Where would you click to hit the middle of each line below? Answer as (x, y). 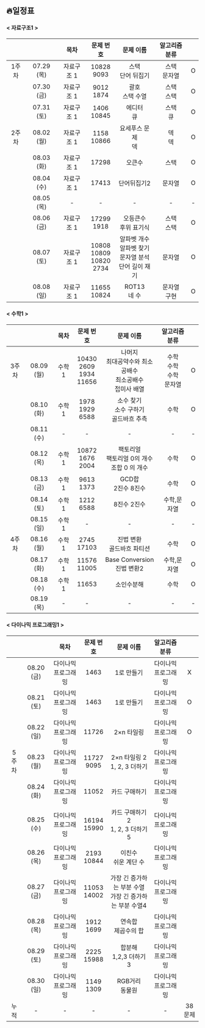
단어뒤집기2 (135, 183)
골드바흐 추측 (130, 418)
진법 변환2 (130, 568)
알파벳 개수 (135, 239)
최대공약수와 (123, 361)
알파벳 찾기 (135, 248)
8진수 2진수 (129, 504)
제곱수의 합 (129, 931)
